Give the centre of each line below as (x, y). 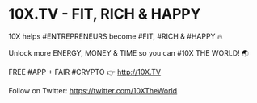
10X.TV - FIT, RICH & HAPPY (105, 14)
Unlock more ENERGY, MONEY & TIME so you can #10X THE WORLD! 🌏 (128, 52)
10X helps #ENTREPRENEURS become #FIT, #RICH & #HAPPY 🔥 (116, 36)
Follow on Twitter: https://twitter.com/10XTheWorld (93, 90)
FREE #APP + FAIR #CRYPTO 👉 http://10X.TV (85, 72)
